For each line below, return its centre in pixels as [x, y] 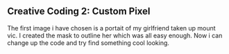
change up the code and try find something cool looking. [88, 43]
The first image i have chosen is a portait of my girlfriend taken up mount [112, 28]
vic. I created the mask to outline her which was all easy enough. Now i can [115, 35]
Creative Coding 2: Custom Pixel [79, 11]
